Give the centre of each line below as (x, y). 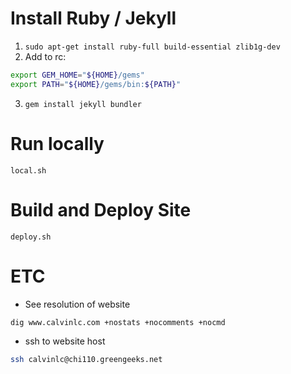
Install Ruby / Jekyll (93, 18)
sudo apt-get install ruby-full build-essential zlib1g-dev (152, 47)
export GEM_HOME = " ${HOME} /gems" (77, 75)
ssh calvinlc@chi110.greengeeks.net (86, 360)
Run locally (57, 143)
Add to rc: (45, 56)
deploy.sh (31, 237)
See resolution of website (77, 304)
